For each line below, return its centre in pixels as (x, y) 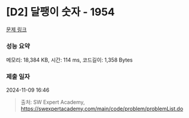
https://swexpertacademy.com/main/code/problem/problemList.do (102, 109)
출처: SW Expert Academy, (53, 102)
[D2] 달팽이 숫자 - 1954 (61, 12)
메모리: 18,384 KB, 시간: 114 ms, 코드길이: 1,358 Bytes (69, 60)
